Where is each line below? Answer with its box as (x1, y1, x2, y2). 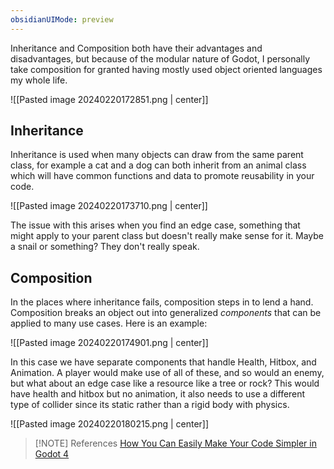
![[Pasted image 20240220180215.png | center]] (10, 418, 210, 430)
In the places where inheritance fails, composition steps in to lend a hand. (10, 296, 314, 308)
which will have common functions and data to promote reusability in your (10, 170, 315, 182)
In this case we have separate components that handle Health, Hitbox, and (10, 356, 317, 368)
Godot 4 (34, 448, 70, 460)
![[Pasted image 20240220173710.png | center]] (10, 200, 208, 212)
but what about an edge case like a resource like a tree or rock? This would (10, 377, 320, 390)
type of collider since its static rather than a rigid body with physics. (10, 399, 290, 411)
